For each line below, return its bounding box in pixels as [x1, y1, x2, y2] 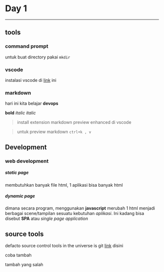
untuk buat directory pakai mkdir [5, 54, 70, 60]
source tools [5, 230, 44, 238]
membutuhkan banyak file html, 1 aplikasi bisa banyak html [5, 182, 123, 188]
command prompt [5, 43, 49, 50]
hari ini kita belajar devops [5, 100, 59, 106]
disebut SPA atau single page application [5, 215, 88, 222]
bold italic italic [5, 110, 36, 116]
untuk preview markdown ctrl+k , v [17, 129, 91, 135]
